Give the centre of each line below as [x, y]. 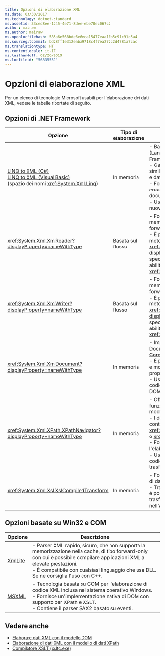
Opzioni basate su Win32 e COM [56, 523]
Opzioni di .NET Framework [48, 118]
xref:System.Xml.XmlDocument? [45, 364]
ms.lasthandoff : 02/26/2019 [34, 55]
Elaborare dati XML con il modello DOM [52, 638]
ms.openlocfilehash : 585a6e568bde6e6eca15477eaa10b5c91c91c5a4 [71, 37]
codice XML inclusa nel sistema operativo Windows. [92, 590]
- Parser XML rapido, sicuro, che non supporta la [89, 545]
